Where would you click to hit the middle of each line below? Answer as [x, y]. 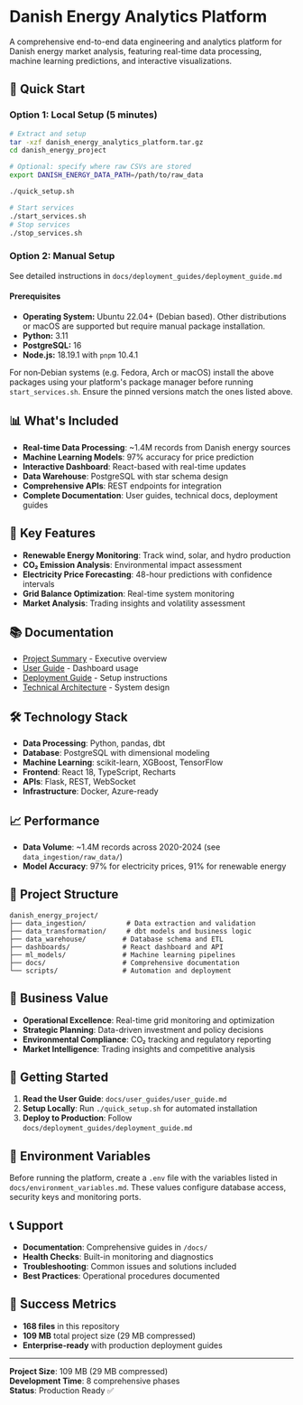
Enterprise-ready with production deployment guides [122, 1345]
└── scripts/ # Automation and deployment [120, 971]
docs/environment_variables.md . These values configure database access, [148, 1187]
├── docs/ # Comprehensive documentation [125, 963]
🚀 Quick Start [47, 89]
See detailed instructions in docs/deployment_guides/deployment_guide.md [146, 275]
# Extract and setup [48, 134]
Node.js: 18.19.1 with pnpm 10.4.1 [80, 355]
